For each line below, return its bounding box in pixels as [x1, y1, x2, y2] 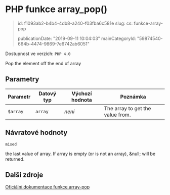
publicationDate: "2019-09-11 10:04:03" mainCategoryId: [17, 35, 136, 41]
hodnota [71, 96, 92, 103]
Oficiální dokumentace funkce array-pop [5, 184, 90, 190]
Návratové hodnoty [5, 128, 68, 137]
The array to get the [104, 105, 151, 112]
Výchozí [71, 90, 92, 97]
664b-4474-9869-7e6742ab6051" [17, 40, 90, 46]
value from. [104, 111, 131, 118]
